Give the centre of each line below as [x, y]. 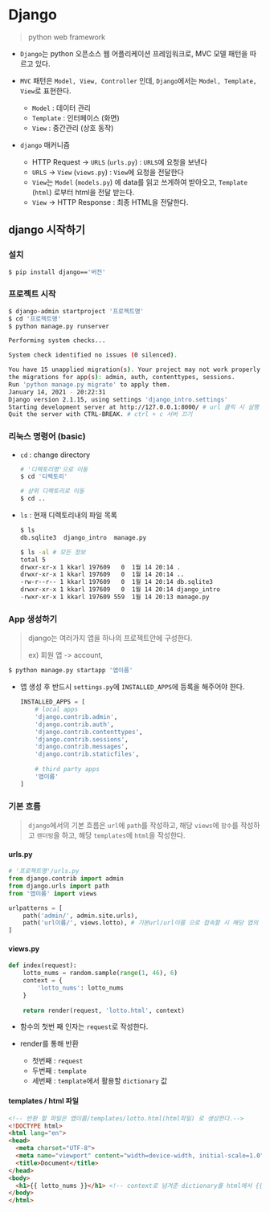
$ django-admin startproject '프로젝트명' [76, 311]
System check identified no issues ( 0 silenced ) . [93, 355]
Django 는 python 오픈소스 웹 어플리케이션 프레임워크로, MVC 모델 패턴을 [134, 53]
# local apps [57, 710]
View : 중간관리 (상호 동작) [73, 128]
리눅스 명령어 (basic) [47, 437]
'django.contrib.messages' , [82, 747]
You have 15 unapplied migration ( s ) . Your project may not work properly [135, 370]
